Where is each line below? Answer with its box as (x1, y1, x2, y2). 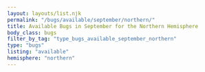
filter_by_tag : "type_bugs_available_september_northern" (7, 36, 177, 43)
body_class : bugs (7, 29, 57, 36)
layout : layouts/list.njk (7, 10, 81, 17)
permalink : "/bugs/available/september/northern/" (7, 16, 155, 23)
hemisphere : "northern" (7, 55, 76, 62)
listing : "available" (7, 49, 69, 56)
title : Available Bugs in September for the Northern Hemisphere (7, 23, 198, 29)
